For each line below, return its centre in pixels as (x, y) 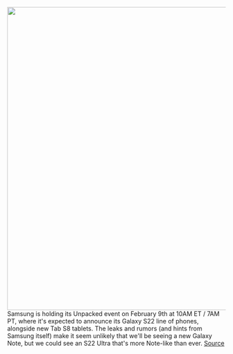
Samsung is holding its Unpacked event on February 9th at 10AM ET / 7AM (113, 314)
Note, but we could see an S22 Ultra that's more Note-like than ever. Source (116, 343)
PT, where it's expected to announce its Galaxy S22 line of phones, (103, 321)
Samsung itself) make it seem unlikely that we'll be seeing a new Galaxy (110, 336)
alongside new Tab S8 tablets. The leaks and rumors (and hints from (105, 328)
